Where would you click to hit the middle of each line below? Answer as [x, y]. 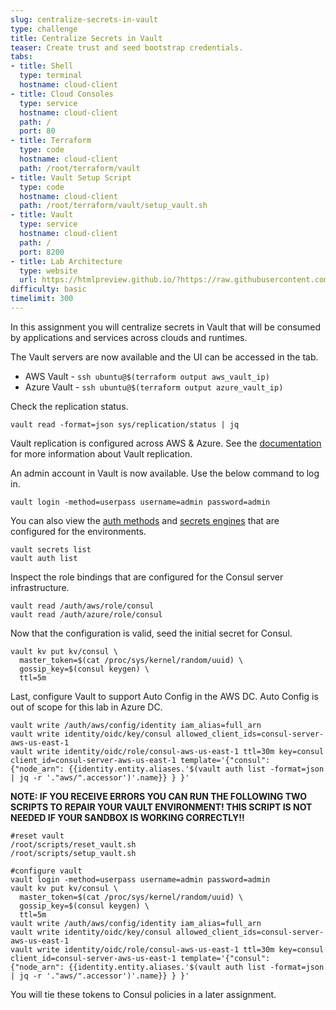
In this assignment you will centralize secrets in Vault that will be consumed [166, 327]
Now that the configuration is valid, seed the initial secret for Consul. [151, 633]
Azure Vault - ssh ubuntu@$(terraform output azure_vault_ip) [154, 387]
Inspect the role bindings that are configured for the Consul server [147, 577]
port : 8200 [42, 252]
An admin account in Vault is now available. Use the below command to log [165, 473]
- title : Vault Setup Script [71, 177]
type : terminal [51, 76]
